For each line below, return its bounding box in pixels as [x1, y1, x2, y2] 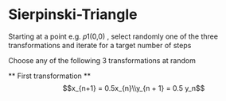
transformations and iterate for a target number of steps [8, 40, 192, 50]
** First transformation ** [8, 71, 92, 80]
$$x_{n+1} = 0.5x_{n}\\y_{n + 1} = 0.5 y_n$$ [62, 83, 205, 92]
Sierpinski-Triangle [8, 6, 138, 24]
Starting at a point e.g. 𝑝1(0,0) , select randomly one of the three [8, 32, 219, 41]
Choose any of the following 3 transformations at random [8, 55, 197, 65]
